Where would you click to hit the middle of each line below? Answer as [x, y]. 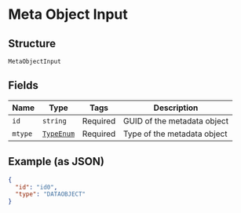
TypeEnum [58, 134]
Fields [24, 85]
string [54, 121]
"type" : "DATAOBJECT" [51, 194]
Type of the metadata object [175, 134]
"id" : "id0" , [37, 187]
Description [176, 108]
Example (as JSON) [56, 162]
